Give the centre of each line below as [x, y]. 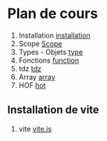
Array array [37, 77]
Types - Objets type [51, 52]
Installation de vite [53, 110]
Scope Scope [40, 43]
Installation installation [54, 35]
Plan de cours [53, 14]
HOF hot [32, 85]
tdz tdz [30, 68]
